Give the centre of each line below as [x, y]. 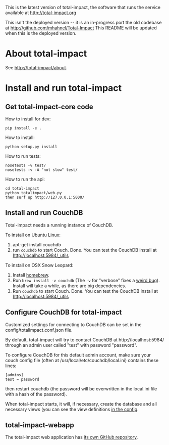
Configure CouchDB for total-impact [64, 312]
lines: [11, 366]
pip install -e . [23, 128]
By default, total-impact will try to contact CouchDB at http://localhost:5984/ [85, 340]
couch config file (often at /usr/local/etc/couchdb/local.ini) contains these [82, 360]
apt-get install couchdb [37, 244]
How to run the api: [25, 179]
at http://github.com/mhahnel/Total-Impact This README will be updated [81, 28]
